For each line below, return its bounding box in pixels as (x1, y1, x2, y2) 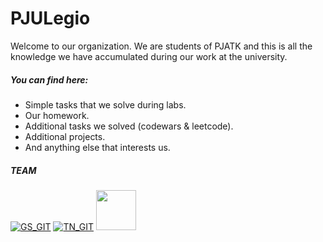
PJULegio (10, 7, 91, 30)
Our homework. (24, 109, 90, 121)
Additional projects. (24, 130, 106, 142)
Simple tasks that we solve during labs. (24, 98, 187, 111)
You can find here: (10, 73, 89, 86)
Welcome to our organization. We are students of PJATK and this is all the (10, 40, 313, 52)
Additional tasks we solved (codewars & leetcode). (24, 120, 234, 132)
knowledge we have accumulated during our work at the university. (10, 50, 288, 62)
